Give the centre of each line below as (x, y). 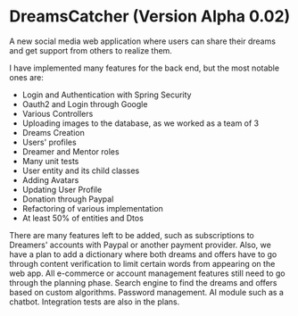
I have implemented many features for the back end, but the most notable (144, 68)
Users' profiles (50, 142)
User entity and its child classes (81, 170)
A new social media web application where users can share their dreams (143, 41)
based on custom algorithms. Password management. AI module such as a (146, 292)
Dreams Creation (53, 132)
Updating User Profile (62, 189)
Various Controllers (58, 113)
